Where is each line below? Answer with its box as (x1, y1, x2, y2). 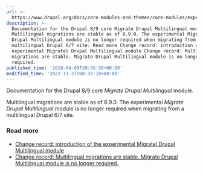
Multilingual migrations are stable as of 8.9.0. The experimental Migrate (6, 99, 184, 106)
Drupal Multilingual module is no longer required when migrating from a (6, 105, 184, 112)
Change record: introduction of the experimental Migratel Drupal (14, 140, 175, 148)
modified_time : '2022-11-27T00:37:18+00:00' (6, 71, 120, 77)
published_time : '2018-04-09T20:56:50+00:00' (6, 64, 123, 71)
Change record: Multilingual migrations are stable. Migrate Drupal (14, 153, 178, 160)
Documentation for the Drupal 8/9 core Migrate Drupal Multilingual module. (6, 87, 194, 94)
